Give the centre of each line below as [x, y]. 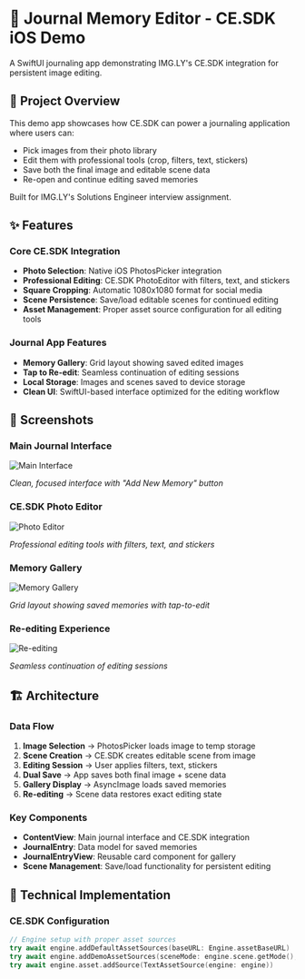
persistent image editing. [56, 73]
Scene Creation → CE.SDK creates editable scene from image [139, 756]
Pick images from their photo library [89, 150]
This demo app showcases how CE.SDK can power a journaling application [150, 123]
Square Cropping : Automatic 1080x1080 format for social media [143, 291]
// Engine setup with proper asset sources [93, 939]
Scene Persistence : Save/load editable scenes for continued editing [150, 300]
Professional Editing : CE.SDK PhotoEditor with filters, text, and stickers [156, 281]
